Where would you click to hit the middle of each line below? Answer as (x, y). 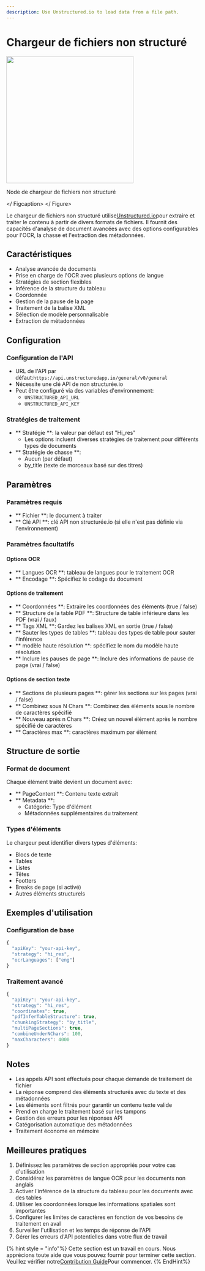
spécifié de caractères (43, 725)
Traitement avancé (35, 981)
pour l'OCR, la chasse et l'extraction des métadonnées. (76, 235)
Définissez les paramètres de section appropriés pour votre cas (95, 1165)
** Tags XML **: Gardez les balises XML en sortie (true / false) (94, 626)
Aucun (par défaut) (48, 459)
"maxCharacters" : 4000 (41, 1039)
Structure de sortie (43, 751)
